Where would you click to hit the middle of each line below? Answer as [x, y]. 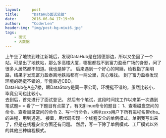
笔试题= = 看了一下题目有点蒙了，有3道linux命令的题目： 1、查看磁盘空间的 [82, 105]
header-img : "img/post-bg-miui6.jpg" [44, 28]
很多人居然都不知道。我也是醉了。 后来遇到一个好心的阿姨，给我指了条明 [80, 69]
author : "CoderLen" [30, 23]
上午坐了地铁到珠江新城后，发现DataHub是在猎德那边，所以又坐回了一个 [79, 56]
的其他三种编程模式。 [27, 130]
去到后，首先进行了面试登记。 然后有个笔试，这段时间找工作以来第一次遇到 [82, 100]
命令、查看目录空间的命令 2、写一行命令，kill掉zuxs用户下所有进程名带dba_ [83, 112]
